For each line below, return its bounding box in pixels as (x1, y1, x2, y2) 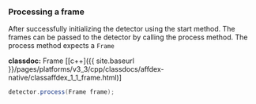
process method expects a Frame (8, 41, 115, 50)
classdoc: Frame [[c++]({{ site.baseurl (8, 56, 134, 65)
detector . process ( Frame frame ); (8, 88, 115, 96)
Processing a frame (8, 6, 85, 17)
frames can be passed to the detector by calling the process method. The (8, 32, 248, 42)
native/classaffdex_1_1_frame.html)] (8, 73, 122, 83)
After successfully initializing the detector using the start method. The (8, 24, 235, 34)
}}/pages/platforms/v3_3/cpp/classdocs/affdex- (8, 65, 164, 74)
